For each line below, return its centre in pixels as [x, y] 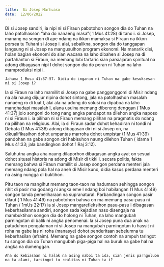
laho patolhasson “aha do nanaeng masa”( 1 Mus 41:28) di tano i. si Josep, [80, 33]
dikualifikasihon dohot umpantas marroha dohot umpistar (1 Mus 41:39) [77, 134]
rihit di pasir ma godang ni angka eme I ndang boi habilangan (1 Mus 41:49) [81, 189]
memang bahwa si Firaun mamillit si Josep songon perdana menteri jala [78, 164]
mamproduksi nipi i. [25, 70]
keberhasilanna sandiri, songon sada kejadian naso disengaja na [70, 210]
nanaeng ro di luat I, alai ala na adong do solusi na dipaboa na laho [72, 102]
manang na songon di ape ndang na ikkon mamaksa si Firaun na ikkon [76, 38]
